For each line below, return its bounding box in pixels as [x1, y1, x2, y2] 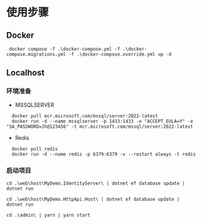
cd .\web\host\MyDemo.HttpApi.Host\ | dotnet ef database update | [6, 196, 180, 202]
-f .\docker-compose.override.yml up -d [68, 51, 172, 58]
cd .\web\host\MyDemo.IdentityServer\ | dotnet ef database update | [6, 180, 186, 186]
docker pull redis [11, 146, 59, 152]
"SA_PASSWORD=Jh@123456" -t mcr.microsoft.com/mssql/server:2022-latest [6, 124, 194, 130]
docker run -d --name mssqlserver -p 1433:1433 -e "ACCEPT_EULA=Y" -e [11, 118, 194, 124]
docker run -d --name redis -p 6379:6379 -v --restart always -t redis [11, 151, 197, 157]
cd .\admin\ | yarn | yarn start [6, 212, 91, 218]
